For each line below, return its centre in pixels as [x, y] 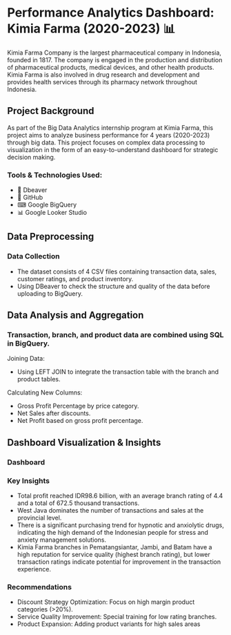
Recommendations [40, 587]
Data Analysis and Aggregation [76, 315]
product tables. [39, 379]
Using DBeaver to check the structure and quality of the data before [113, 286]
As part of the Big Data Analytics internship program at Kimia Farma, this [110, 127]
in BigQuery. [29, 343]
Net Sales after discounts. [54, 413]
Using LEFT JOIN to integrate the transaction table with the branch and [118, 372]
